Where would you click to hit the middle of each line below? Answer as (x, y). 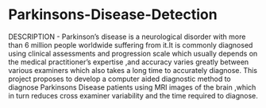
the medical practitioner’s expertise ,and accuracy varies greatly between (129, 62)
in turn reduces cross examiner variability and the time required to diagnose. (133, 95)
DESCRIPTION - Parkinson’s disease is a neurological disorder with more (127, 37)
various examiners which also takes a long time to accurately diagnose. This (133, 70)
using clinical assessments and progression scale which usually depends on (133, 53)
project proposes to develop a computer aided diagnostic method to (120, 79)
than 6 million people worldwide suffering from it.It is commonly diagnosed (131, 44)
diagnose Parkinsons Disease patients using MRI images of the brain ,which (132, 87)
